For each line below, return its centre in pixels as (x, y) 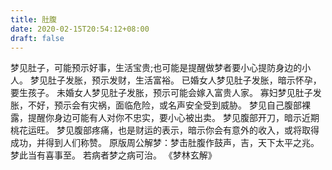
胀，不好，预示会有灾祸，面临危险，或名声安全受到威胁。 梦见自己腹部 (156, 105)
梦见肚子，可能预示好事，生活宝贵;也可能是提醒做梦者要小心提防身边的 (156, 68)
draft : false (37, 38)
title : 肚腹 (33, 19)
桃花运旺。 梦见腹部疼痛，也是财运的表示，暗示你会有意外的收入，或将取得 (165, 130)
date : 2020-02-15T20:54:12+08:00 (80, 29)
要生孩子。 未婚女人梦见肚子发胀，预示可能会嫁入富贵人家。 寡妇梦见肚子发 (166, 93)
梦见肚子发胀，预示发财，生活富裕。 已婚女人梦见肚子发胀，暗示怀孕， (175, 80)
